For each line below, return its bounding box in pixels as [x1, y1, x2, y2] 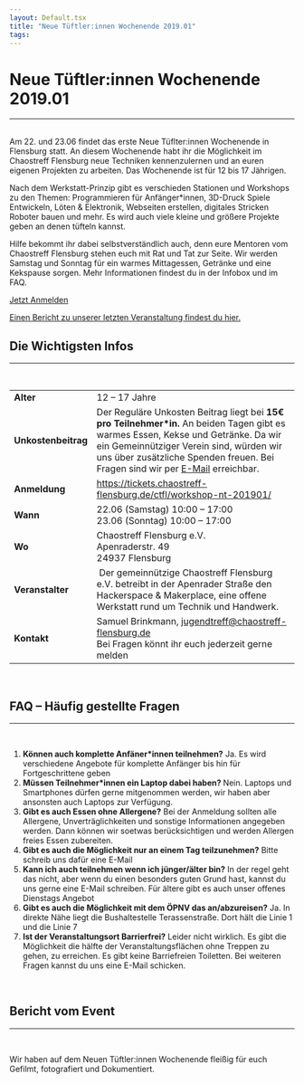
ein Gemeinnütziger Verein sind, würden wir [96, 440, 282, 452]
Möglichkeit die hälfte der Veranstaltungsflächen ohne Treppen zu [22, 940, 270, 951]
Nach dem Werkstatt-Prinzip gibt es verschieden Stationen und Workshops [9, 183, 290, 194]
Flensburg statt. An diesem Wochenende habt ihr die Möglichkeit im [9, 146, 262, 157]
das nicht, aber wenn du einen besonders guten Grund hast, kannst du [22, 873, 287, 884]
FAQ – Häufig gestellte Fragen [9, 698, 180, 714]
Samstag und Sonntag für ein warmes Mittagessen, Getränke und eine [9, 258, 271, 269]
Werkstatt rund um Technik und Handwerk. [96, 601, 279, 613]
